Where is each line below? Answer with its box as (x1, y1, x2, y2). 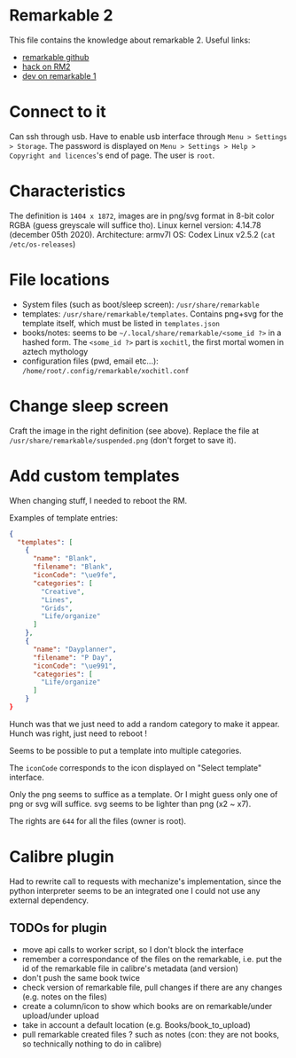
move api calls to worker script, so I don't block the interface (21, 944, 244, 954)
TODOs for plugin (9, 921, 107, 936)
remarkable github (21, 51, 90, 62)
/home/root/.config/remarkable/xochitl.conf (21, 366, 190, 375)
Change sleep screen (9, 396, 169, 416)
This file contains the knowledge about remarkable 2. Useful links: (9, 35, 251, 45)
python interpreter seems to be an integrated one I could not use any (9, 885, 261, 896)
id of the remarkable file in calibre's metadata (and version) (21, 963, 239, 974)
